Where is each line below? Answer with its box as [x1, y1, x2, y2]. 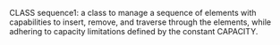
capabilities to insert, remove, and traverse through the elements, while [9, 17, 272, 27]
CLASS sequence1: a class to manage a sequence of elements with [9, 8, 257, 18]
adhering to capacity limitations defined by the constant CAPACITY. [9, 26, 259, 36]
